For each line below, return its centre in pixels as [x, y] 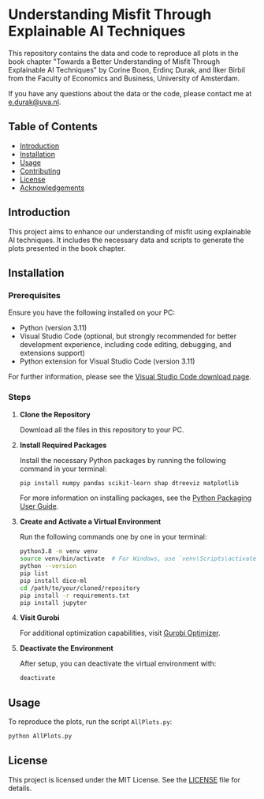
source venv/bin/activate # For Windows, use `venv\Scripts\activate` [139, 559]
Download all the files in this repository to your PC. [102, 429]
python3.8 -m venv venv [59, 551]
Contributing [40, 170]
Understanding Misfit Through [110, 15]
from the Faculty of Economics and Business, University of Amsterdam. [124, 78]
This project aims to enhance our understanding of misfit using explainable [130, 231]
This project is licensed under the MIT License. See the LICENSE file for [125, 779]
